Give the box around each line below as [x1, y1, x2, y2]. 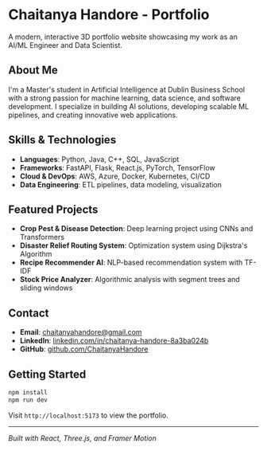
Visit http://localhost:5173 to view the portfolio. [8, 410, 169, 420]
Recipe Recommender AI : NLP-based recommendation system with [19, 257, 243, 268]
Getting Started [8, 367, 87, 381]
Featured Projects [8, 202, 99, 216]
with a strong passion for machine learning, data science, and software [8, 93, 241, 103]
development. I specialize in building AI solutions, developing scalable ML [8, 101, 250, 111]
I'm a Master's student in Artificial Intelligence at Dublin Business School [8, 84, 245, 94]
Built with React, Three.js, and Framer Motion [8, 433, 157, 443]
